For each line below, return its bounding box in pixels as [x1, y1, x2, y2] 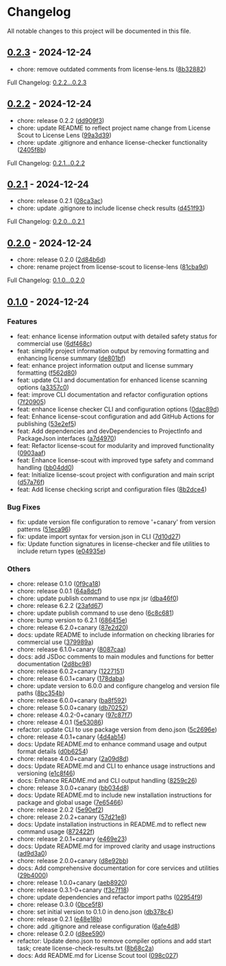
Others [7, 564, 31, 574]
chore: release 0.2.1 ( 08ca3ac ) [16, 197, 103, 205]
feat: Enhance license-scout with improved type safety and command [16, 456, 214, 464]
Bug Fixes [7, 502, 41, 512]
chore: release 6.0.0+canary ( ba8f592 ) [16, 696, 127, 705]
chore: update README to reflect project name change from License [16, 123, 211, 132]
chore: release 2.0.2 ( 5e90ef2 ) [16, 805, 104, 814]
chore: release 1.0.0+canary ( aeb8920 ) [16, 879, 128, 887]
